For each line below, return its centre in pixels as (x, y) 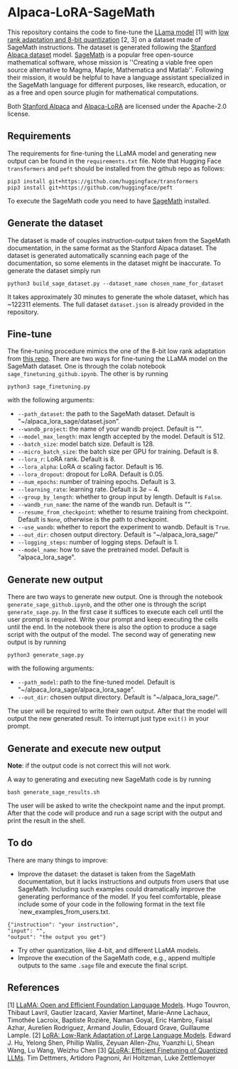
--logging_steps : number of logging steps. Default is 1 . (98, 542)
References (33, 988)
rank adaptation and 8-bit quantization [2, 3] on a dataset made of (104, 39)
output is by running (37, 642)
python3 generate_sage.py (45, 655)
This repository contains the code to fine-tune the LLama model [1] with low (118, 32)
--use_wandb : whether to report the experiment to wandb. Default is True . (124, 527)
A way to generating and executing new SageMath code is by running (109, 779)
